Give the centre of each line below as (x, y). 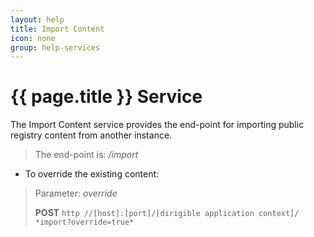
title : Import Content (57, 29)
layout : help (37, 19)
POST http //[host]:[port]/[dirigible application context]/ (167, 213)
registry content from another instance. (91, 135)
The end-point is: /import (86, 155)
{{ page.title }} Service (106, 97)
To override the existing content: (92, 174)
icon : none (33, 38)
